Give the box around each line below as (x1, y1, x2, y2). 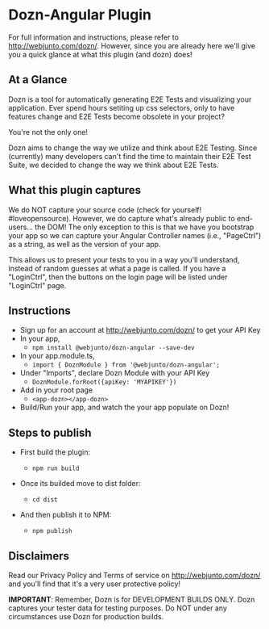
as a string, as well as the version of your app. (8, 239, 161, 249)
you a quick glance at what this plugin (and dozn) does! (8, 49, 192, 59)
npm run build (31, 464, 80, 473)
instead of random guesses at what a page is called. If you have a (8, 263, 226, 273)
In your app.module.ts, (19, 351, 95, 361)
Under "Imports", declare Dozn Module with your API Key (19, 368, 210, 378)
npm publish (31, 527, 72, 535)
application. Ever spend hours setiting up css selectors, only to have (8, 103, 235, 112)
